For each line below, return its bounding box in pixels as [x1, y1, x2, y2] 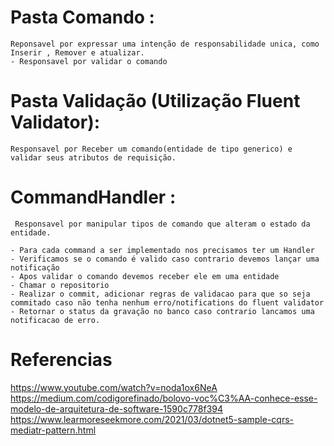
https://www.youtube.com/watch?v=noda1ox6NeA [10, 381, 218, 393]
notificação [10, 262, 60, 273]
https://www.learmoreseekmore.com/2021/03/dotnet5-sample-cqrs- [10, 413, 295, 425]
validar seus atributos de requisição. [10, 152, 177, 163]
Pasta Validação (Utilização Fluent [10, 90, 301, 113]
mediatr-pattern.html [10, 424, 97, 436]
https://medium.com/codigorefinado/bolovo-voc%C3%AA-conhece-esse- [10, 392, 318, 404]
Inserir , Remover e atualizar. [10, 47, 145, 58]
